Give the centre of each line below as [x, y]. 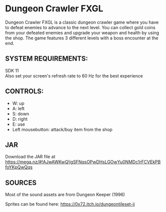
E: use [19, 124]
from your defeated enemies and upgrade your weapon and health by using [82, 33]
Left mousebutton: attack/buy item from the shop [62, 129]
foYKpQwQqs [19, 167]
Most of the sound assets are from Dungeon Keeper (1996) [65, 195]
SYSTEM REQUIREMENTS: [46, 59]
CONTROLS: [24, 91]
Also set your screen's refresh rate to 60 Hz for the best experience [74, 76]
